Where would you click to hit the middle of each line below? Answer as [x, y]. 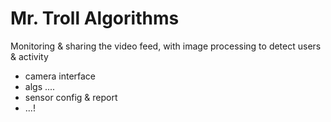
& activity [29, 56]
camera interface [60, 76]
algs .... [40, 86]
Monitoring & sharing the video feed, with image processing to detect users [166, 46]
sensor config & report [71, 97]
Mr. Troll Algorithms [95, 18]
